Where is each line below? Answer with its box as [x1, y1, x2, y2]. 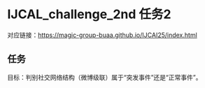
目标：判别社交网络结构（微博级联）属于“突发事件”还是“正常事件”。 [7, 73, 202, 81]
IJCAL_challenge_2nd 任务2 [7, 6, 171, 22]
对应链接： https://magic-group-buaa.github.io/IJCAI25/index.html [7, 31, 197, 39]
